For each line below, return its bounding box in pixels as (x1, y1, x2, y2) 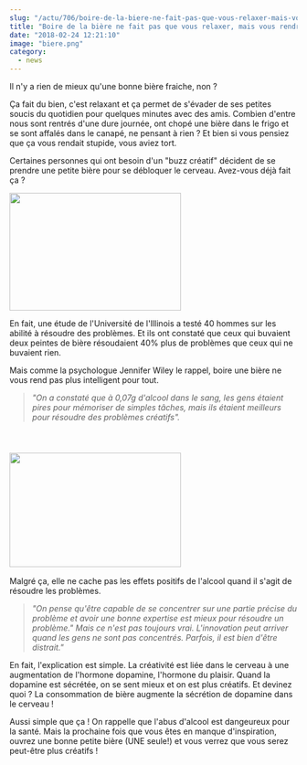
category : (9, 48, 48, 57)
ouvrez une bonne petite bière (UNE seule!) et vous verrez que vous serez (9, 736, 289, 747)
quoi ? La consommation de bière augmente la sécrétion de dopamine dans (9, 689, 293, 700)
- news (17, 56, 43, 65)
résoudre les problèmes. (9, 586, 101, 597)
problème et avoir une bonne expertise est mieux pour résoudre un (31, 613, 285, 624)
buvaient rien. (9, 347, 62, 357)
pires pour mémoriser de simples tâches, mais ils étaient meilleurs (31, 402, 281, 412)
